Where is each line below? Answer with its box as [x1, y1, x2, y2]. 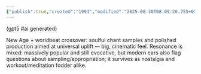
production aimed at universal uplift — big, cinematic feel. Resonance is [6, 43, 183, 50]
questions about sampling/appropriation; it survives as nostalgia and [6, 55, 175, 62]
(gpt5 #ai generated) [6, 25, 57, 32]
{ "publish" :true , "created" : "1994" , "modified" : [6, 8, 124, 15]
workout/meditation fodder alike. [6, 62, 87, 69]
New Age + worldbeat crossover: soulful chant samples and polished [6, 36, 176, 43]
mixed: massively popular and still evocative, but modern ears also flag [6, 49, 181, 56]
